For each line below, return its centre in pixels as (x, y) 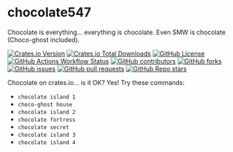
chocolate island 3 (47, 135)
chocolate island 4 (47, 142)
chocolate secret (43, 127)
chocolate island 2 (47, 112)
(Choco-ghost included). (43, 39)
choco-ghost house (45, 104)
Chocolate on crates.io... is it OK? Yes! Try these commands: (96, 82)
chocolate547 (49, 12)
